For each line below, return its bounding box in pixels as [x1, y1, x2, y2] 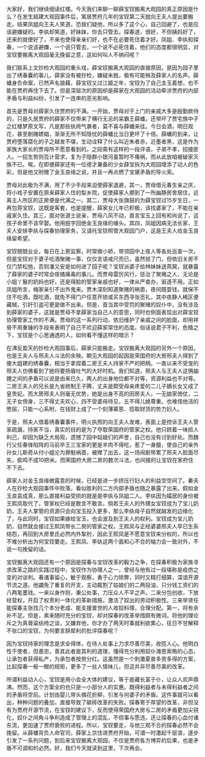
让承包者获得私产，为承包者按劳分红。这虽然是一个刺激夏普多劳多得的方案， [6, 655, 199, 663]
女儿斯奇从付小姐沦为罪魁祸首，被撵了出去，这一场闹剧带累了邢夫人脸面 [11, 449, 193, 456]
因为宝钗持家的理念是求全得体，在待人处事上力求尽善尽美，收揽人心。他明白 [6, 640, 199, 647]
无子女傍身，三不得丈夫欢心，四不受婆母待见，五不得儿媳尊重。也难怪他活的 [6, 398, 199, 405]
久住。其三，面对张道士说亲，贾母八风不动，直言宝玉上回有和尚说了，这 [16, 212, 199, 219]
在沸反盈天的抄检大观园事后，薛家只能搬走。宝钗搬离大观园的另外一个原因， [6, 344, 199, 352]
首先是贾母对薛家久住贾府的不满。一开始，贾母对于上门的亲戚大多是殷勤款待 [6, 107, 199, 115]
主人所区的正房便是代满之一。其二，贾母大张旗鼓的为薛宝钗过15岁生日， [11, 197, 193, 204]
